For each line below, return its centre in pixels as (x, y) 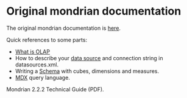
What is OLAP (33, 51)
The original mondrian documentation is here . (63, 28)
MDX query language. (42, 77)
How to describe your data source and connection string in (89, 58)
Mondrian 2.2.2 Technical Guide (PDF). (55, 89)
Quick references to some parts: (47, 40)
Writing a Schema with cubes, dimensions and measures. (87, 71)
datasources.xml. (37, 65)
